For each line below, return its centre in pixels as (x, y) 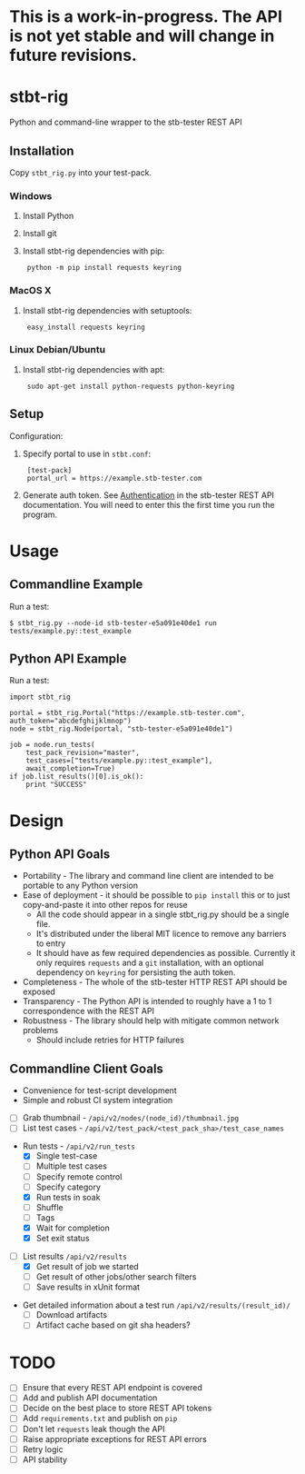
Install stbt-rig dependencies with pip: (93, 251)
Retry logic (43, 1449)
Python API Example (68, 659)
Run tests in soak (68, 1197)
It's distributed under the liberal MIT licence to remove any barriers (161, 934)
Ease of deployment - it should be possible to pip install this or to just (156, 895)
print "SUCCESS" (57, 785)
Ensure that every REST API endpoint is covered (112, 1388)
